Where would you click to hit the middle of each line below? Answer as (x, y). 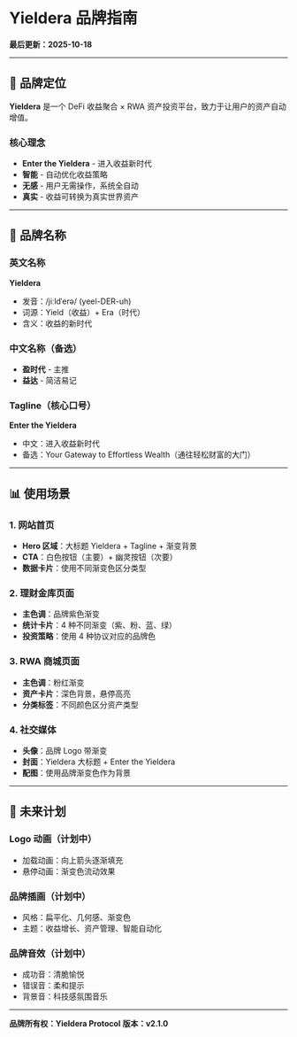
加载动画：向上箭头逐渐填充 (72, 860)
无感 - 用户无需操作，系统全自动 (80, 186)
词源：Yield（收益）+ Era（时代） (84, 312)
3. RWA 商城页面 (45, 662)
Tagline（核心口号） (53, 406)
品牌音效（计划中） (50, 953)
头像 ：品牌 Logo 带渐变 (65, 750)
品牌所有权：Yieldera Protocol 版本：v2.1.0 (89, 1024)
